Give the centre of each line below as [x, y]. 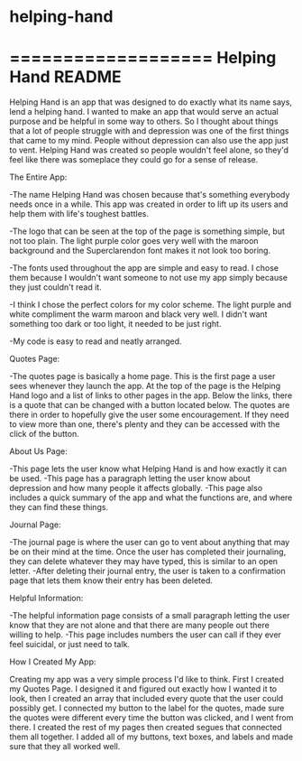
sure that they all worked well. [65, 747]
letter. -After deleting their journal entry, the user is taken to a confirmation [147, 571]
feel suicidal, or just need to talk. [70, 645]
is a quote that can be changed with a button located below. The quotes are [150, 405]
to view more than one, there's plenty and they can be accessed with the [145, 424]
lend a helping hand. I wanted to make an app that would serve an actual [144, 112]
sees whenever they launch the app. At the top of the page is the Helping [145, 386]
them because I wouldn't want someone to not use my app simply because [149, 278]
